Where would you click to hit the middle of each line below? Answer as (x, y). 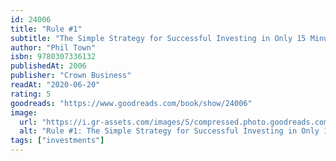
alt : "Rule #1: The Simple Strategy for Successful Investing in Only (169, 131)
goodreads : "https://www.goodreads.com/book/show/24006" (131, 103)
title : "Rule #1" (46, 29)
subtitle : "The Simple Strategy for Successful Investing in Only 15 (158, 38)
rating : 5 (31, 94)
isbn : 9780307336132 (53, 57)
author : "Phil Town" (53, 47)
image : (24, 112)
